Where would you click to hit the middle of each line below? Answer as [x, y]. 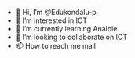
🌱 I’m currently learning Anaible [66, 29]
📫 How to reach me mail [56, 46]
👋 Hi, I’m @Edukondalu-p [56, 12]
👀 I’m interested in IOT [51, 20]
